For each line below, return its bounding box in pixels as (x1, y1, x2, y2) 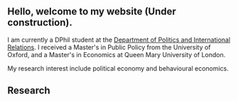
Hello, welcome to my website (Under (7, 6, 176, 18)
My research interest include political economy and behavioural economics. (7, 64, 229, 73)
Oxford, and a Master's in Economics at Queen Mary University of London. (7, 50, 226, 59)
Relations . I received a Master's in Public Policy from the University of (7, 42, 211, 52)
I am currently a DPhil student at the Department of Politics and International (7, 35, 231, 44)
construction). (7, 17, 73, 29)
